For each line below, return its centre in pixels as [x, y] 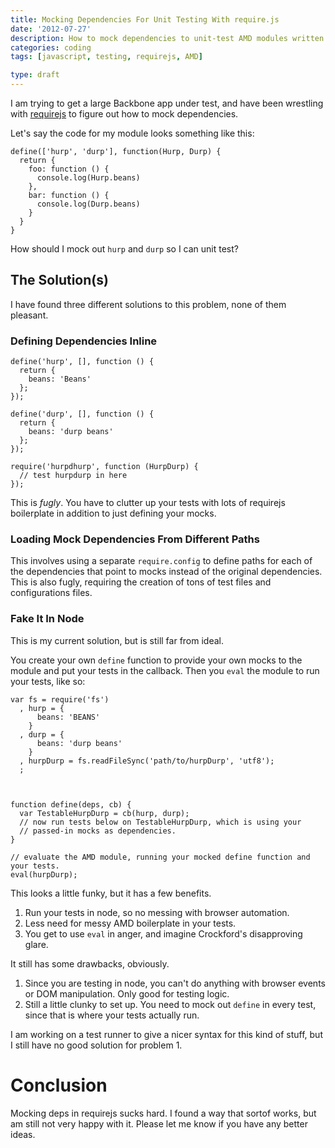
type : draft [35, 75]
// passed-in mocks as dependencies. [98, 831]
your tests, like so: [48, 681]
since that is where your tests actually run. [112, 1015]
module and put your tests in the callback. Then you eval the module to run [165, 670]
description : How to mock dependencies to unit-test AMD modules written [167, 38]
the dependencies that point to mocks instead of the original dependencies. [166, 572]
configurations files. [51, 593]
